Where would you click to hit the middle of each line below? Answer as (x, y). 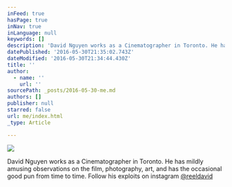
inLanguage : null (32, 33)
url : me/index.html (35, 116)
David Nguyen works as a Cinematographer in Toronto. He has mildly (105, 161)
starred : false (29, 110)
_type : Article (29, 122)
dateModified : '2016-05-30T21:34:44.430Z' (69, 59)
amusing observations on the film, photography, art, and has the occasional (115, 168)
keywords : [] (26, 39)
